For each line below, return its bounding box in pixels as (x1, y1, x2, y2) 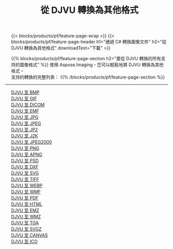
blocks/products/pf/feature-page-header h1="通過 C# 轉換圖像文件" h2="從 (11, 39, 167, 45)
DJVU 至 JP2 (11, 127, 38, 133)
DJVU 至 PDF (11, 195, 39, 201)
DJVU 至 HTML (11, 201, 43, 207)
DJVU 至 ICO (11, 239, 38, 245)
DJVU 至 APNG (11, 152, 42, 158)
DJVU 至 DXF (11, 164, 39, 170)
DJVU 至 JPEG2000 (11, 139, 52, 145)
